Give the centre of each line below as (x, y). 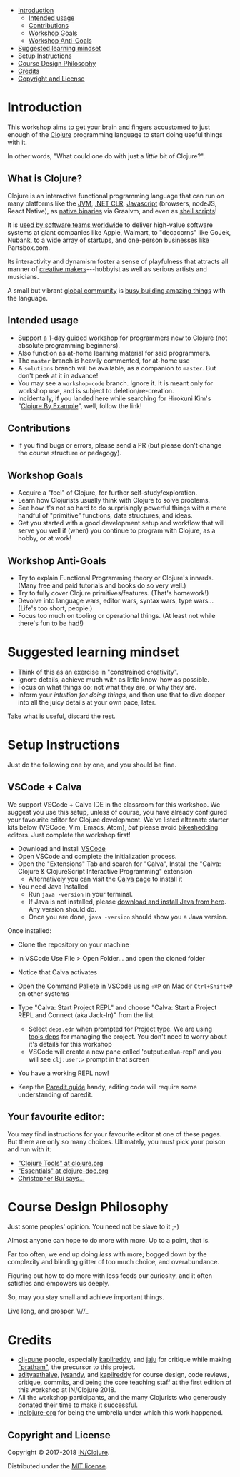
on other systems (43, 993)
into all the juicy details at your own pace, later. (87, 702)
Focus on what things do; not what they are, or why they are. (107, 687)
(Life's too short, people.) (55, 608)
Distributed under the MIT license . (57, 1466)
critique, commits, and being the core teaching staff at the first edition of (125, 1382)
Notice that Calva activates (57, 972)
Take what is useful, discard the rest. (61, 716)
